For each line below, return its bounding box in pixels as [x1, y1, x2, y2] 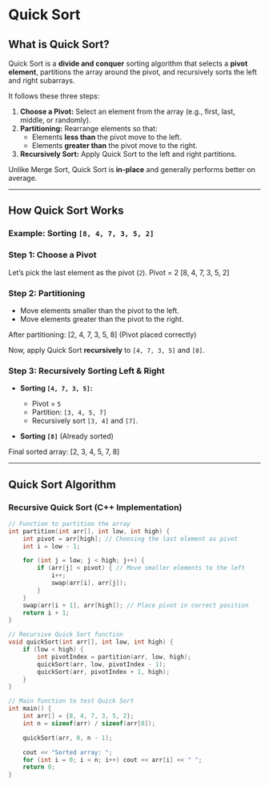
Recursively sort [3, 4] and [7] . [31, 416, 139, 426]
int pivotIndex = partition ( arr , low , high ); [37, 652, 192, 661]
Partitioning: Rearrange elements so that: [19, 124, 158, 133]
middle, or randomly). [19, 115, 91, 125]
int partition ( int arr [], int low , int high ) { [8, 527, 171, 535]
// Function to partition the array [8, 519, 130, 527]
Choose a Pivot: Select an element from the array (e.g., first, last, [19, 106, 236, 116]
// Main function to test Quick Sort [8, 697, 134, 705]
